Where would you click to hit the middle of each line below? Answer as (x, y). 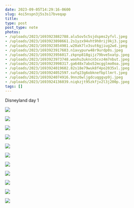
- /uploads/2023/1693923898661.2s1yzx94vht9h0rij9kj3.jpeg (66, 41)
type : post (16, 23)
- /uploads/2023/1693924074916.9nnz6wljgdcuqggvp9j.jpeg (64, 77)
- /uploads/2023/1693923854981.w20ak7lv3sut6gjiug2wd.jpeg (66, 46)
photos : (13, 32)
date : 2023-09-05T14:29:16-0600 (38, 9)
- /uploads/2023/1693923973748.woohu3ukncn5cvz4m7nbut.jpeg (67, 59)
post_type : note (21, 28)
